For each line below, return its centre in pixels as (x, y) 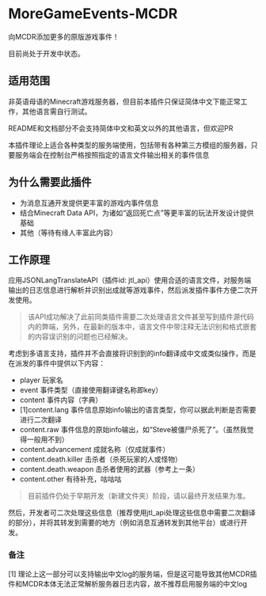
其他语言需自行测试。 (57, 111)
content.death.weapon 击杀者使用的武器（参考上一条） (110, 469)
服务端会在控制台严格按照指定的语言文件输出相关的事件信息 (112, 154)
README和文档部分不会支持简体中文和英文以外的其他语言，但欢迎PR (121, 128)
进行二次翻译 (40, 419)
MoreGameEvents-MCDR (93, 14)
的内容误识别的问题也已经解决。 (80, 336)
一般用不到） (47, 439)
